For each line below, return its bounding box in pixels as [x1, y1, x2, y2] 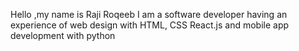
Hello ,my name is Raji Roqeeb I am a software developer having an [10, 9, 288, 20]
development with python [10, 30, 116, 41]
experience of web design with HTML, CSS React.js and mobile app [10, 19, 290, 31]
